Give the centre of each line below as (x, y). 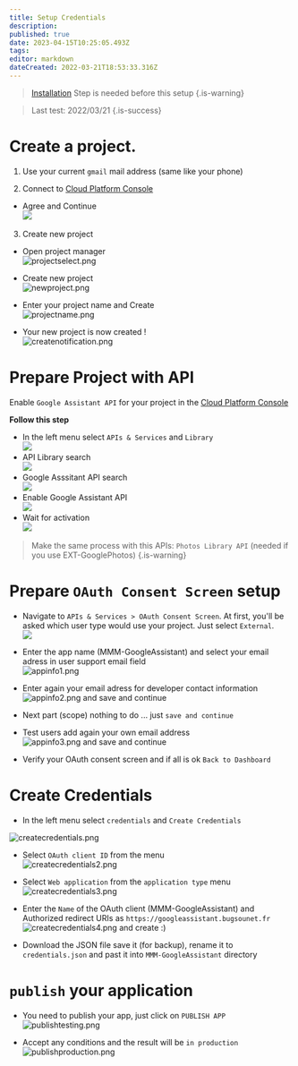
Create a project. (73, 146)
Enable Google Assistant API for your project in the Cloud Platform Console (149, 402)
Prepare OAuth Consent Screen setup (145, 591)
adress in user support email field (84, 661)
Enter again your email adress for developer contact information (140, 688)
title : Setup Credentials (57, 17)
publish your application (102, 990)
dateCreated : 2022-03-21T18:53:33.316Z (84, 68)
